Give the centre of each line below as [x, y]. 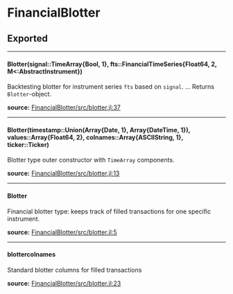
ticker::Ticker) [28, 144]
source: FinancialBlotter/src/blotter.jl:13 [63, 173]
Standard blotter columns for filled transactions [75, 270]
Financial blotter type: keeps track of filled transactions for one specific [109, 211]
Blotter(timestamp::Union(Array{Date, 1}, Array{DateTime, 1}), [99, 130]
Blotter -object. [29, 94]
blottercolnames [32, 254]
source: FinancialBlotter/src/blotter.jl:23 [64, 283]
